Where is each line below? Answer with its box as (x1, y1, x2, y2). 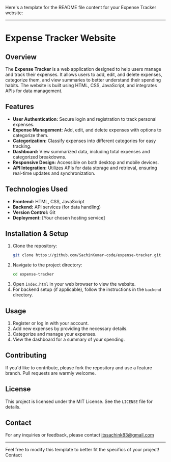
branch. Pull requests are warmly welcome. (5, 370, 96, 376)
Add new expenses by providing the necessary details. (12, 325, 128, 332)
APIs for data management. (5, 88, 63, 94)
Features (5, 102, 34, 111)
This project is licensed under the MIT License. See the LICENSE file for (5, 398, 153, 404)
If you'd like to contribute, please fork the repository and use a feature (5, 364, 153, 371)
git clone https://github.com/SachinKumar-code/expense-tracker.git (12, 253, 161, 258)
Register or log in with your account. (12, 320, 89, 326)
